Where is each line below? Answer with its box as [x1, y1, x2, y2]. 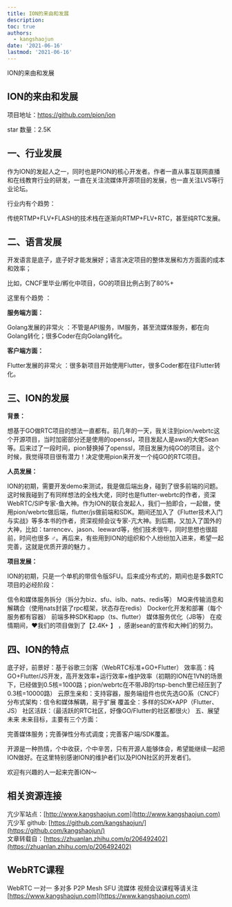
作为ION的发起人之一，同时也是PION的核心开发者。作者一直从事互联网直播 [7, 167, 220, 175]
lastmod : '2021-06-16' [7, 49, 72, 56]
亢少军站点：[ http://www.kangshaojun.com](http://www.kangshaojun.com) [7, 809, 221, 818]
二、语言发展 [7, 236, 62, 248]
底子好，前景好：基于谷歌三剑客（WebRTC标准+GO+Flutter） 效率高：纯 [7, 663, 215, 672]
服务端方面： [7, 309, 43, 317]
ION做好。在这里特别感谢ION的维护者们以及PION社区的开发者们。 [7, 753, 195, 762]
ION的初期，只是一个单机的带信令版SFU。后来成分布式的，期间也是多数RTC [7, 572, 224, 580]
